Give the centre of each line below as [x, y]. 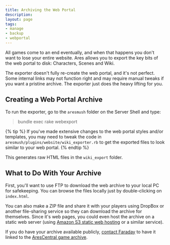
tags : [11, 24]
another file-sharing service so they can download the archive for [74, 211]
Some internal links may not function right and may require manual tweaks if [84, 78]
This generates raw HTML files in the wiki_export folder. [64, 157]
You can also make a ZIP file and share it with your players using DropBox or [85, 206]
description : [19, 15]
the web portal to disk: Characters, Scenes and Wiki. [60, 63]
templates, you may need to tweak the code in [53, 136]
